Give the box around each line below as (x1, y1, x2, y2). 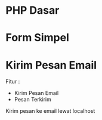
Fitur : (5, 78, 20, 85)
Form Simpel (5, 31, 69, 45)
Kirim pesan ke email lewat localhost (5, 107, 95, 115)
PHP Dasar (5, 4, 60, 17)
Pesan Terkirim (14, 96, 52, 103)
